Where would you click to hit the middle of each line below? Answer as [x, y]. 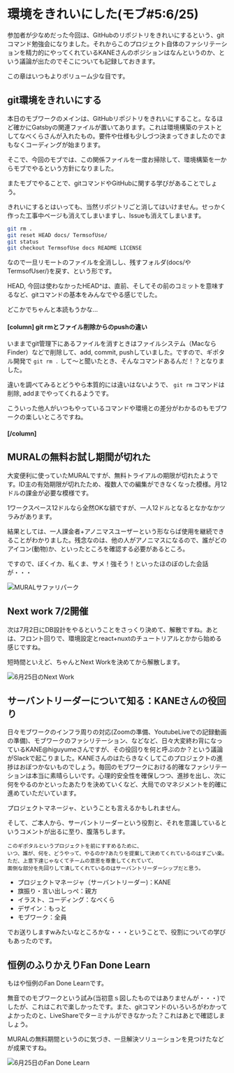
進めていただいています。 [44, 793]
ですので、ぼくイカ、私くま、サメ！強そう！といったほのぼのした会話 [108, 563]
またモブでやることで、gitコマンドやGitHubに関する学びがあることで [106, 183]
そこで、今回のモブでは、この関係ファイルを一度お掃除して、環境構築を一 [114, 159]
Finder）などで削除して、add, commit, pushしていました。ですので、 [107, 352]
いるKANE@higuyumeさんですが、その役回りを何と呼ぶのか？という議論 [118, 749]
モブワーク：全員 [42, 917]
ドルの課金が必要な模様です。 [50, 493]
